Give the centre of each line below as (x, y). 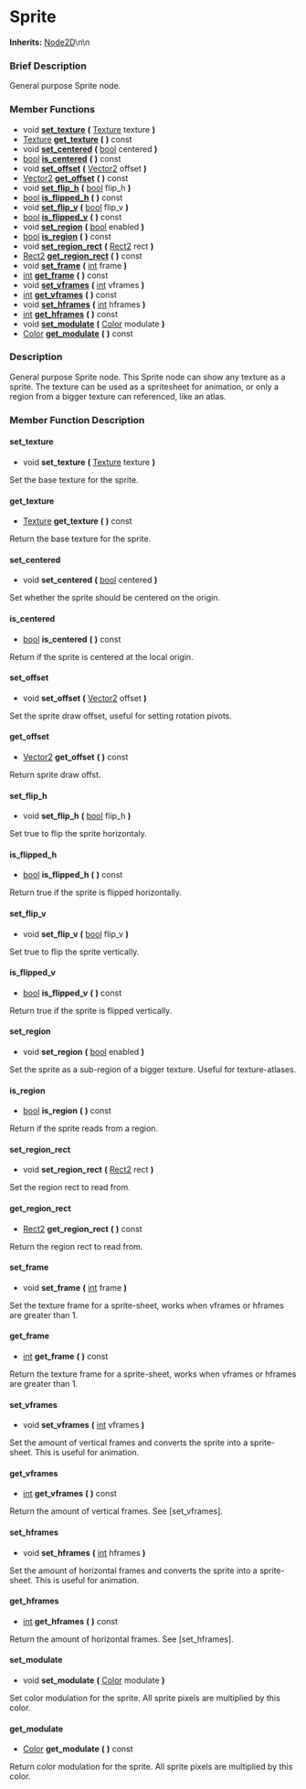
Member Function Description (77, 420)
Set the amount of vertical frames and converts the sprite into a (129, 1443)
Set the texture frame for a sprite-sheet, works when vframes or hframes (147, 1305)
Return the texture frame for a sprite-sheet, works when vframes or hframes (153, 1374)
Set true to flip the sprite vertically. (74, 952)
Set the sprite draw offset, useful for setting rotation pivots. (121, 716)
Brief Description (48, 66)
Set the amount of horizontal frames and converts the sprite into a (133, 1571)
